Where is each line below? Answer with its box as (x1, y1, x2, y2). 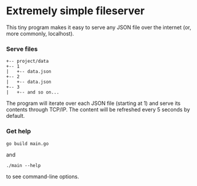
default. (6, 113, 25, 120)
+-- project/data (6, 58, 49, 65)
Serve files (6, 44, 38, 53)
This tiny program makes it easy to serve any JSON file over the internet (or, (6, 24, 192, 31)
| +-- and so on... (6, 89, 60, 95)
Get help (6, 127, 31, 136)
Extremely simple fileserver (6, 4, 145, 18)
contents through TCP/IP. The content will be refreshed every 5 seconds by (6, 106, 190, 113)
